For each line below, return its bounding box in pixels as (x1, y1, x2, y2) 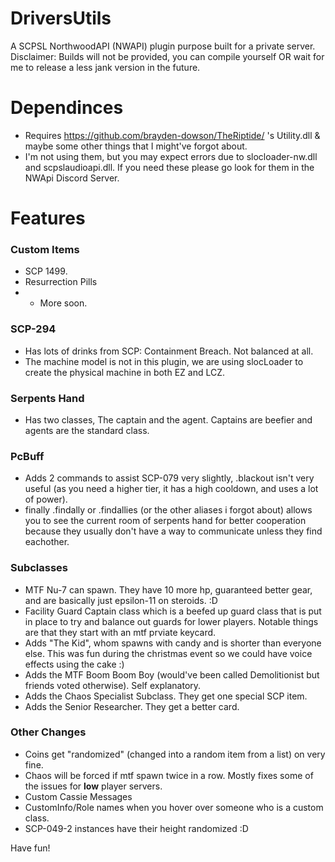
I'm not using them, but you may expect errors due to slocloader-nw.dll (24, 150, 318, 162)
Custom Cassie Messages (24, 790, 133, 802)
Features (10, 207, 86, 230)
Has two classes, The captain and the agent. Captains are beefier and (24, 413, 313, 426)
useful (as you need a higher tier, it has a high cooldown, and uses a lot (24, 483, 319, 495)
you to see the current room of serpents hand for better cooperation (24, 515, 307, 527)
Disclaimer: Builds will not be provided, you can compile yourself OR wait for (10, 50, 325, 62)
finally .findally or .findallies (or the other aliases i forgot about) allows (24, 504, 313, 516)
